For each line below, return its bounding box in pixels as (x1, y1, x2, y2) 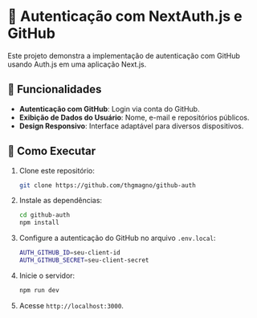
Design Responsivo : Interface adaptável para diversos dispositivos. (18, 120, 244, 131)
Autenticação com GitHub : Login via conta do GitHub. (18, 104, 200, 113)
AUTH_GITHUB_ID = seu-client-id (18, 249, 121, 257)
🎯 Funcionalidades (7, 83, 102, 96)
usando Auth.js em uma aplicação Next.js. (7, 59, 147, 69)
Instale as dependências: (18, 196, 102, 206)
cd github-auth (18, 211, 71, 219)
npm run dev (18, 286, 59, 294)
